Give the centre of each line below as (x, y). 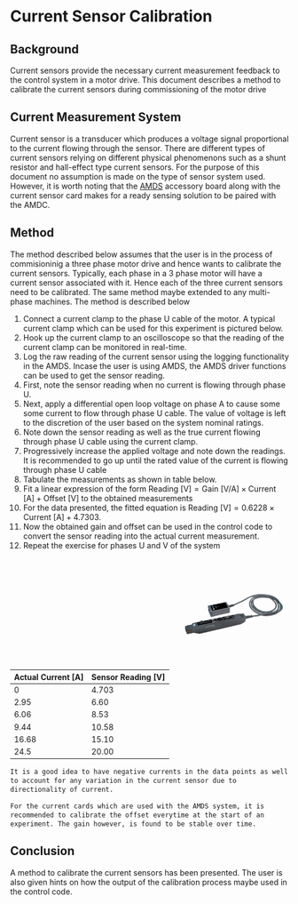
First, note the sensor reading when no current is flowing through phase (154, 385)
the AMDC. (30, 204)
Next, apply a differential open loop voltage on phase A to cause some (151, 404)
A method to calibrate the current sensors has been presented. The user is (146, 872)
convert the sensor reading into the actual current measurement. (141, 536)
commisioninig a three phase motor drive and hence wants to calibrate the (146, 263)
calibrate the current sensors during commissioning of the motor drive (138, 89)
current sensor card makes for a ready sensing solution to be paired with (143, 195)
